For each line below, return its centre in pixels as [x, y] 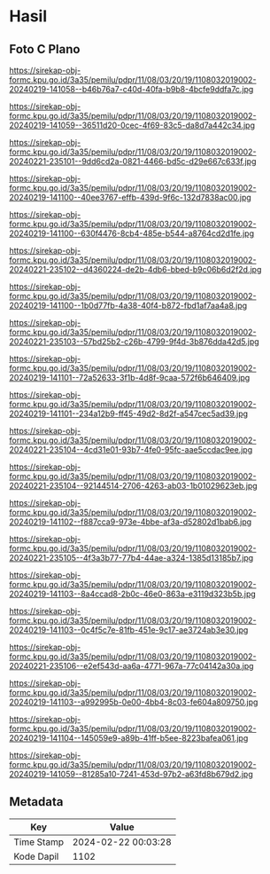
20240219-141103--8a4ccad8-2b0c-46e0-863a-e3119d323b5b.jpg [133, 594]
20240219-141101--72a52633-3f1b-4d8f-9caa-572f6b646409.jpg [130, 378]
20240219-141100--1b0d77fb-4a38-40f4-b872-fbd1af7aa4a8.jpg [128, 305]
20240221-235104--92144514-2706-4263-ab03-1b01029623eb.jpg [134, 486]
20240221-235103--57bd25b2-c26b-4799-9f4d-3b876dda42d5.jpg [134, 342]
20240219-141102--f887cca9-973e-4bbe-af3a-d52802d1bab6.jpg [131, 522]
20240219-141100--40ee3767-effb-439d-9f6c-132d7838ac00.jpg [131, 197]
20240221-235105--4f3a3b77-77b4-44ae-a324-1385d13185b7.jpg [131, 558]
